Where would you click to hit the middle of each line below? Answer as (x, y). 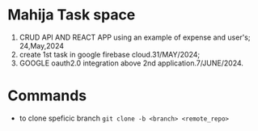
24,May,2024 (42, 45)
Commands (47, 96)
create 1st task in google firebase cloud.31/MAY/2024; (109, 54)
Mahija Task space (72, 15)
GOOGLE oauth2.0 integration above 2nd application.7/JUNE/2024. (131, 63)
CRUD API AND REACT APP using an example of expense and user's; (135, 37)
